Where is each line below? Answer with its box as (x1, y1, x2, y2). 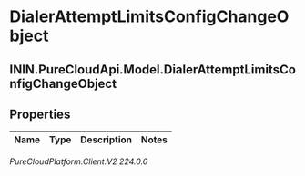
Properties (9, 106, 71, 122)
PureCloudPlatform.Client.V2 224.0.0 (9, 156, 148, 167)
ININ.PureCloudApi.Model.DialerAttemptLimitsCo (9, 62, 296, 77)
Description (80, 133, 132, 146)
